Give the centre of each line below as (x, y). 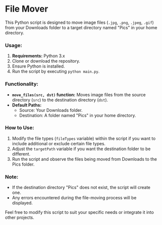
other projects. (20, 218)
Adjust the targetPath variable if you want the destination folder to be (81, 149)
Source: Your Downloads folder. (51, 110)
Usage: (14, 45)
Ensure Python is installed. (38, 66)
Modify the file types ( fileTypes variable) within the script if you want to (84, 138)
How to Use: (20, 128)
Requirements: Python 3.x (38, 56)
